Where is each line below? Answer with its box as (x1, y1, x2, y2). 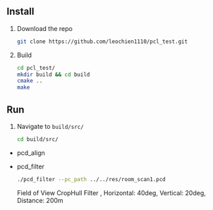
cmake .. (16, 78, 43, 85)
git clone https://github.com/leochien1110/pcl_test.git (16, 38, 188, 45)
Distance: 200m (16, 196, 64, 204)
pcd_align (16, 148, 45, 157)
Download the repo (16, 24, 73, 32)
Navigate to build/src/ (16, 123, 84, 130)
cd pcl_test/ (16, 64, 56, 71)
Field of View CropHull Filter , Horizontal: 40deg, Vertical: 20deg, (16, 188, 206, 197)
